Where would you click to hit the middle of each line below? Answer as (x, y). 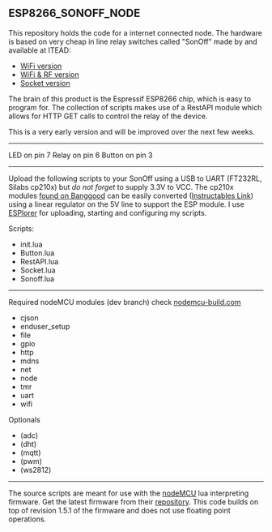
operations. (28, 519)
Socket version (45, 83)
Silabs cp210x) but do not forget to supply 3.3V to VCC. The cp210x (121, 187)
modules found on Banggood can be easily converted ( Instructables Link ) (131, 195)
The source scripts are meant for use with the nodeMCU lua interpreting (129, 493)
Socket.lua (38, 270)
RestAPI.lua (39, 261)
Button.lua (37, 253)
